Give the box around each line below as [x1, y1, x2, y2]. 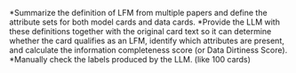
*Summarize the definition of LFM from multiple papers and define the [9, 8, 268, 18]
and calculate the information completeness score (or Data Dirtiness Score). [9, 45, 288, 55]
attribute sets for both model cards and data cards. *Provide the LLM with [9, 17, 280, 27]
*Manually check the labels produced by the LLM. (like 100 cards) [9, 55, 252, 64]
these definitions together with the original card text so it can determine [9, 26, 272, 36]
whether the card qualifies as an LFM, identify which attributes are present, [9, 35, 284, 46]
